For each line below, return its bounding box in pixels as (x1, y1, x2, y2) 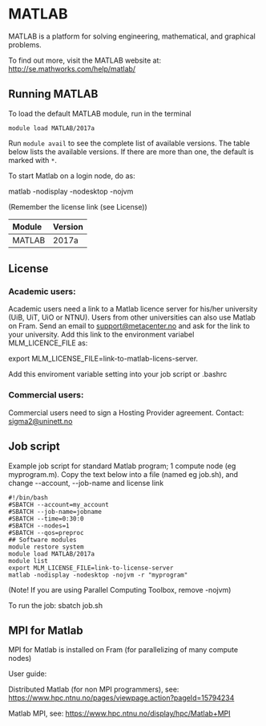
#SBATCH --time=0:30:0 (8, 515, 84, 523)
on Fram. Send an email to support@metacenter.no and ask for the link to (8, 321, 250, 331)
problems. (8, 39, 42, 49)
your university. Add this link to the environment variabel (8, 330, 195, 340)
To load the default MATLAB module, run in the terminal (8, 108, 191, 118)
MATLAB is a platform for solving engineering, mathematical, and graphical (8, 31, 256, 41)
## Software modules (8, 536, 78, 544)
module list (8, 557, 48, 565)
